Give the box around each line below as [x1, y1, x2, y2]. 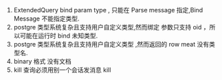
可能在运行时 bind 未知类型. [19, 31, 98, 40]
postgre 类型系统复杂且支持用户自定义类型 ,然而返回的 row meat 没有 [13, 40, 210, 48]
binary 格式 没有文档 [13, 57, 72, 65]
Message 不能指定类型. [13, 14, 80, 23]
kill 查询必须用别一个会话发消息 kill [13, 66, 111, 74]
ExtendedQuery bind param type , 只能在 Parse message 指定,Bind [13, 6, 203, 14]
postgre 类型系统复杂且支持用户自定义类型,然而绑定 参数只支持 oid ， [13, 23, 210, 31]
